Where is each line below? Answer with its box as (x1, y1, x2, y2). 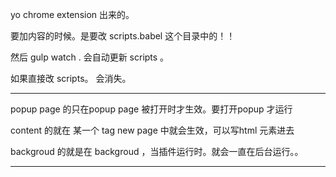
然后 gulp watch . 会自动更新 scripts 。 (10, 51, 170, 63)
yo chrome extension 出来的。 (10, 9, 135, 20)
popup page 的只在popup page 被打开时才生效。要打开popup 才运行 (10, 103, 293, 115)
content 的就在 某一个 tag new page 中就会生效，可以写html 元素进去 (10, 124, 295, 136)
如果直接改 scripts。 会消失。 (10, 73, 132, 84)
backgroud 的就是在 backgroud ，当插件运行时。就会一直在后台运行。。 (10, 146, 304, 157)
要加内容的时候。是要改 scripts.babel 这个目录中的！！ (10, 30, 236, 42)
